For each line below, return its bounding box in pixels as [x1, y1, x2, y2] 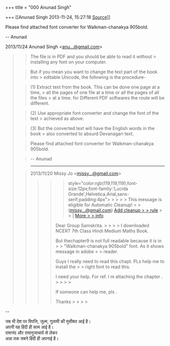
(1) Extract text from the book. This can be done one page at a [30, 84, 160, 90]
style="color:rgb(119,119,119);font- [68, 180, 138, 186]
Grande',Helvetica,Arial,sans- [68, 191, 130, 197]
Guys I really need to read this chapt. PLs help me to [55, 259, 164, 264]
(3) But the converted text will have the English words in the [30, 125, 155, 131]
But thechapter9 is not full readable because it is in [55, 238, 162, 243]
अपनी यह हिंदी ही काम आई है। [5, 324, 54, 330]
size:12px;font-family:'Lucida [68, 185, 129, 192]
